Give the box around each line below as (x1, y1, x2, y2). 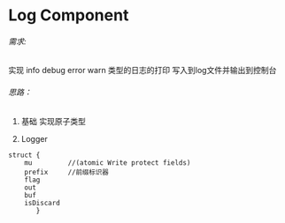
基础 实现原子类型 (20, 115, 86, 126)
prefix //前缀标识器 (24, 167, 110, 176)
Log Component (8, 5, 129, 26)
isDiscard (24, 198, 61, 207)
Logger (20, 133, 48, 144)
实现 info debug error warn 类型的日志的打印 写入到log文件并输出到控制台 (8, 65, 277, 76)
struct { (8, 151, 41, 160)
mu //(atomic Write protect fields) (24, 158, 191, 167)
